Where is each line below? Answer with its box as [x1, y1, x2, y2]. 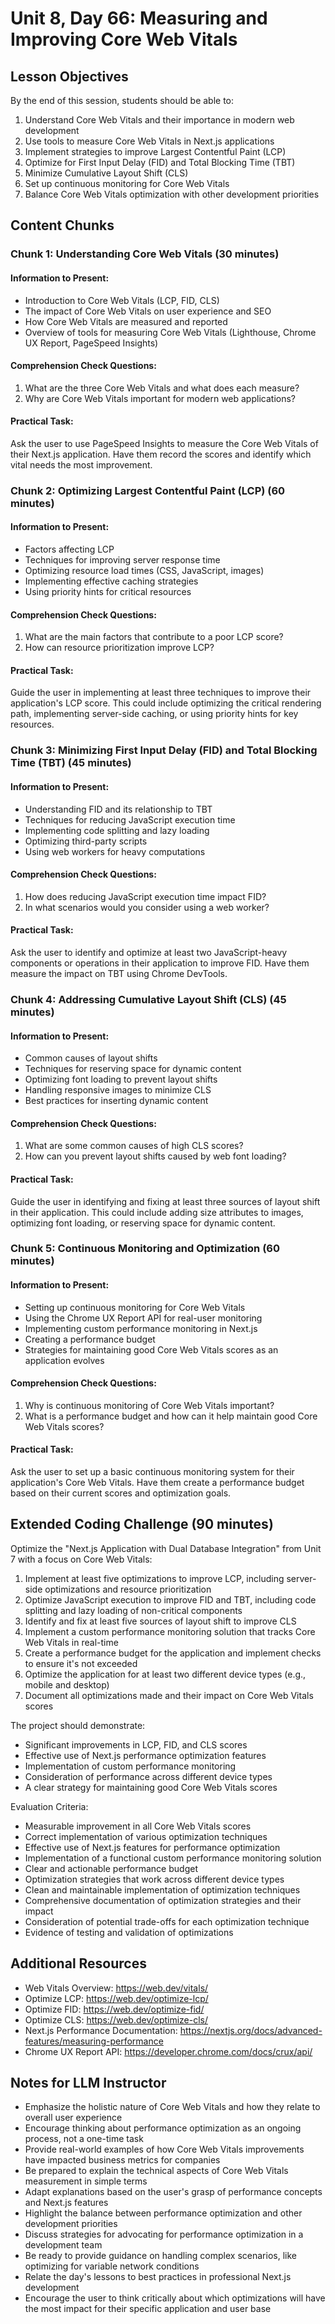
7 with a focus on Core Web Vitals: [10, 1553, 153, 1565]
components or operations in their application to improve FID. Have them [10, 957, 310, 969]
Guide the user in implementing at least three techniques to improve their [10, 687, 312, 699]
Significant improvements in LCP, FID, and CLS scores [24, 1738, 248, 1751]
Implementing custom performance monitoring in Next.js [24, 1322, 258, 1334]
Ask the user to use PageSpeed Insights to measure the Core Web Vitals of [10, 437, 319, 449]
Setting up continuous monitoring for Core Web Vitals [24, 1301, 246, 1313]
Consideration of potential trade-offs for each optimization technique [24, 1915, 310, 1927]
